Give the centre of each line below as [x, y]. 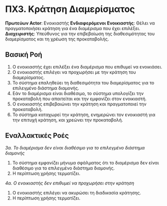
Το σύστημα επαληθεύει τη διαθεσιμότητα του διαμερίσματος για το [83, 82]
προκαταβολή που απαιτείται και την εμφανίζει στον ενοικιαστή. [80, 98]
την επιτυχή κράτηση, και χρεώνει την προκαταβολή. [68, 120]
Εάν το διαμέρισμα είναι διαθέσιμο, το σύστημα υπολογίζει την [78, 93]
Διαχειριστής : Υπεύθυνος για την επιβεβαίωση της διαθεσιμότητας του [80, 33]
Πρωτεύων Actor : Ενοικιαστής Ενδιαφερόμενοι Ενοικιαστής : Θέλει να [80, 23]
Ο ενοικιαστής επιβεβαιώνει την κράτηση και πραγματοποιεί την [80, 104]
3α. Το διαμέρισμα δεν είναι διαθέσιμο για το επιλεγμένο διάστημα [75, 147]
